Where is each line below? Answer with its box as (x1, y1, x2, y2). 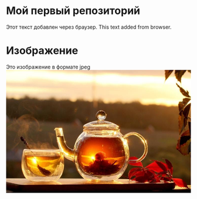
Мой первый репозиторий (6, 4, 141, 18)
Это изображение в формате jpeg (6, 63, 91, 70)
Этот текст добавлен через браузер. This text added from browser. (6, 23, 172, 30)
